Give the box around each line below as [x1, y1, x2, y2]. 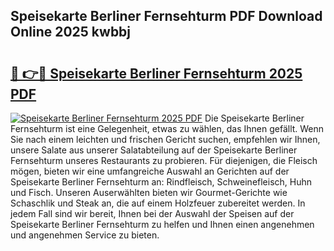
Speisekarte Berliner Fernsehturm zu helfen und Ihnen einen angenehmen [10, 219, 315, 230]
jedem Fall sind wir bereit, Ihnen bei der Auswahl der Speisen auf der [10, 208, 295, 219]
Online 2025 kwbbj [10, 24, 132, 41]
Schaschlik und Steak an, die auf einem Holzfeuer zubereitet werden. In [10, 197, 306, 209]
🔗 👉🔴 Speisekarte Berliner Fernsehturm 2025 [10, 65, 303, 82]
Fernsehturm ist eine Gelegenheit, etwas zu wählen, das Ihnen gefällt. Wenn [10, 123, 325, 134]
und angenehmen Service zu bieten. [10, 229, 160, 241]
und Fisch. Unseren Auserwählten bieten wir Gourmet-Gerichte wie [10, 187, 288, 198]
